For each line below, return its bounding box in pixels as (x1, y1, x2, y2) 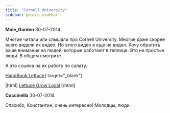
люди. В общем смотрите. (5, 52, 63, 59)
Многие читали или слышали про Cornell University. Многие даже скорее (5, 36, 165, 42)
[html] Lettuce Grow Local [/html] (5, 82, 76, 88)
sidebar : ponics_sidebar (5, 12, 58, 17)
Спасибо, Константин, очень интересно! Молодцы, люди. (5, 102, 131, 108)
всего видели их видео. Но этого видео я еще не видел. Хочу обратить (5, 41, 161, 48)
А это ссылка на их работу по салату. (5, 62, 88, 69)
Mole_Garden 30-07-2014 (5, 26, 61, 32)
